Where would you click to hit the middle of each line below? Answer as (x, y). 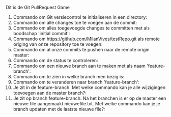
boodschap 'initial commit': (41, 33)
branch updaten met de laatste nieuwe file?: (59, 109)
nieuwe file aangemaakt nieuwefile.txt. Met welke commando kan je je (87, 104)
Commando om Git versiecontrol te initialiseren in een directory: (80, 17)
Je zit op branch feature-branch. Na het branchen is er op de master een (90, 98)
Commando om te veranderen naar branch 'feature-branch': (76, 82)
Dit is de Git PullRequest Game (38, 7)
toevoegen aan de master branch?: (50, 93)
